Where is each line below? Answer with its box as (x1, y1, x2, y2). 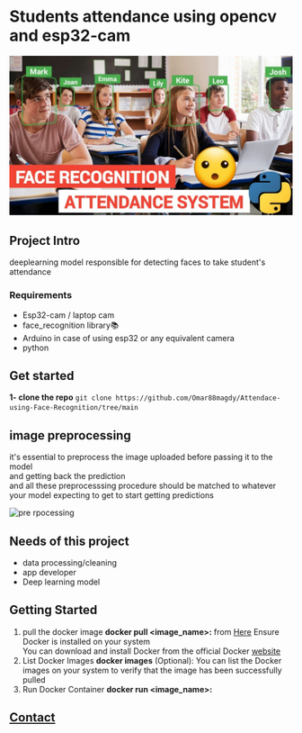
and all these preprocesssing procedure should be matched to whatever (9, 480, 277, 492)
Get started (9, 367, 75, 384)
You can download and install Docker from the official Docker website (22, 646, 281, 656)
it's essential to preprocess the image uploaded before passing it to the (9, 452, 273, 463)
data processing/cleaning (22, 557, 117, 568)
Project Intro (9, 232, 81, 249)
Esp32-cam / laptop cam (22, 309, 115, 321)
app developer (22, 566, 76, 577)
